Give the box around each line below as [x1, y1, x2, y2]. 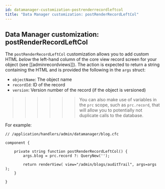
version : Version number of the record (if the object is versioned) [12, 87, 146, 93]
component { [5, 140, 30, 145]
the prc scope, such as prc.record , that [79, 102, 160, 108]
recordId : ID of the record [12, 82, 66, 88]
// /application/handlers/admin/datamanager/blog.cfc [5, 132, 119, 137]
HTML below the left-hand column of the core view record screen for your [5, 57, 157, 63]
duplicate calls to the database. [79, 113, 144, 119]
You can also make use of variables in [79, 97, 157, 103]
